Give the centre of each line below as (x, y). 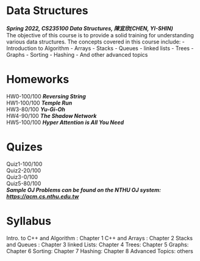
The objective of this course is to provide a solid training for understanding (100, 35)
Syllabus (29, 221)
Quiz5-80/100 (24, 183)
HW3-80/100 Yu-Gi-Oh (36, 109)
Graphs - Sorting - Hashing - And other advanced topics (77, 54)
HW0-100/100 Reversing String (46, 96)
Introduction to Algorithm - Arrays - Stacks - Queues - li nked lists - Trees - (100, 48)
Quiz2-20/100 (24, 170)
